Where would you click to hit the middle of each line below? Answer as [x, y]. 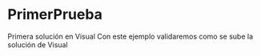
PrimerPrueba [55, 15]
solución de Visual [38, 44]
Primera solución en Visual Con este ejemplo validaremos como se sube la [130, 36]
